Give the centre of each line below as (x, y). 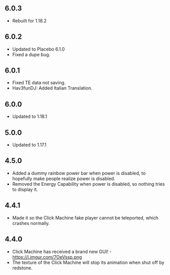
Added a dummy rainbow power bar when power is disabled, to (79, 173)
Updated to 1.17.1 (29, 145)
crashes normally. (31, 223)
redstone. (22, 268)
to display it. (25, 189)
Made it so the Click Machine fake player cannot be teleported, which (85, 218)
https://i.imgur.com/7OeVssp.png (47, 257)
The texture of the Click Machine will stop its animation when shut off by (88, 262)
